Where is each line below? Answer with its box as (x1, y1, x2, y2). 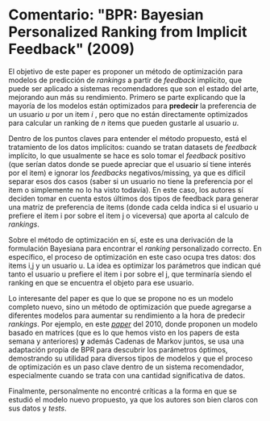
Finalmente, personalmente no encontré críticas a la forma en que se (8, 386, 238, 396)
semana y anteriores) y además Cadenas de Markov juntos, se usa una (8, 336, 244, 346)
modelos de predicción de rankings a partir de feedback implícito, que (8, 75, 243, 85)
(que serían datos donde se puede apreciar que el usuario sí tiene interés (8, 159, 251, 169)
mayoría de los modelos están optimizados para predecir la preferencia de (8, 101, 256, 110)
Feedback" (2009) (8, 40, 135, 58)
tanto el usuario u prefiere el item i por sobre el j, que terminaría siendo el (8, 269, 252, 279)
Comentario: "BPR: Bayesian (8, 6, 204, 24)
